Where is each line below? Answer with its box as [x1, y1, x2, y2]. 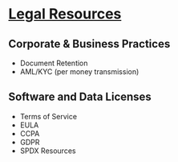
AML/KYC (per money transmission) [19, 67, 140, 77]
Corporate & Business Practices [8, 37, 171, 51]
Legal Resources [8, 5, 122, 23]
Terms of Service [19, 111, 78, 121]
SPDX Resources [19, 146, 76, 156]
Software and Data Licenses [8, 90, 152, 104]
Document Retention [19, 58, 88, 68]
